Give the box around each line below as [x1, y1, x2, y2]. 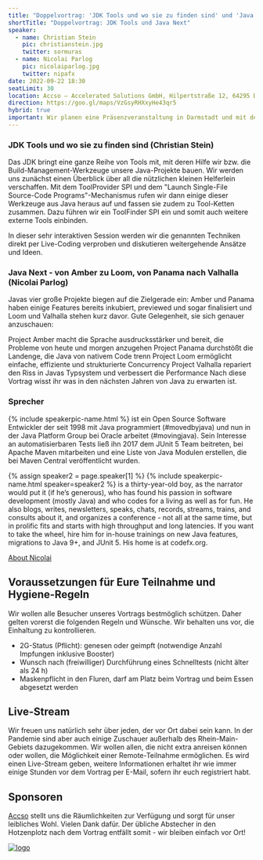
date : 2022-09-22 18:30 [8, 77, 86, 85]
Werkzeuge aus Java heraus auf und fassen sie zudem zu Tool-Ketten [8, 199, 235, 209]
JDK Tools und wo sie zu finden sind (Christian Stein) [8, 139, 214, 150]
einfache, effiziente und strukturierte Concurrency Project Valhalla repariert [8, 360, 252, 370]
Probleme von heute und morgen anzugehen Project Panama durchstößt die [8, 343, 254, 353]
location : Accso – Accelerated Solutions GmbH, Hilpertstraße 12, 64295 [8, 92, 250, 100]
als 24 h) [19, 665, 49, 675]
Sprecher [8, 396, 45, 407]
